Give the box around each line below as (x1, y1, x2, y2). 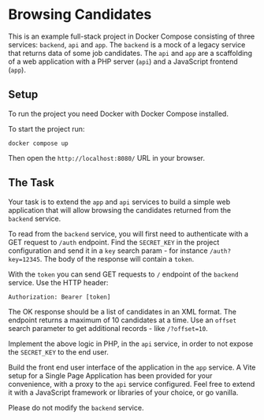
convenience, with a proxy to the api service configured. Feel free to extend (8, 379, 255, 388)
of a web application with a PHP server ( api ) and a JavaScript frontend (8, 57, 238, 66)
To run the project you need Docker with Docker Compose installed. (8, 109, 229, 118)
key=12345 (8, 255, 41, 263)
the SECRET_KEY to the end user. (8, 347, 109, 356)
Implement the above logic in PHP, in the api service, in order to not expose (8, 339, 254, 348)
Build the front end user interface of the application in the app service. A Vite (8, 362, 256, 372)
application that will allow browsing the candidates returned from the (8, 205, 232, 214)
